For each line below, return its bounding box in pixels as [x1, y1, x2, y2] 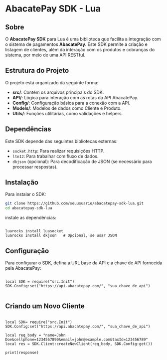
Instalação [5, 178, 39, 187]
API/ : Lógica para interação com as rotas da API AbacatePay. [12, 94, 139, 100]
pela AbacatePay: [5, 265, 41, 271]
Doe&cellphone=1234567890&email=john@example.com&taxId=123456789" [5, 337, 149, 342]
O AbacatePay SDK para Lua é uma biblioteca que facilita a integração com [5, 36, 161, 42]
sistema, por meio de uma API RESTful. [5, 52, 86, 58]
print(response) [5, 350, 39, 355]
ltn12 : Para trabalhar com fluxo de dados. [12, 153, 99, 159]
